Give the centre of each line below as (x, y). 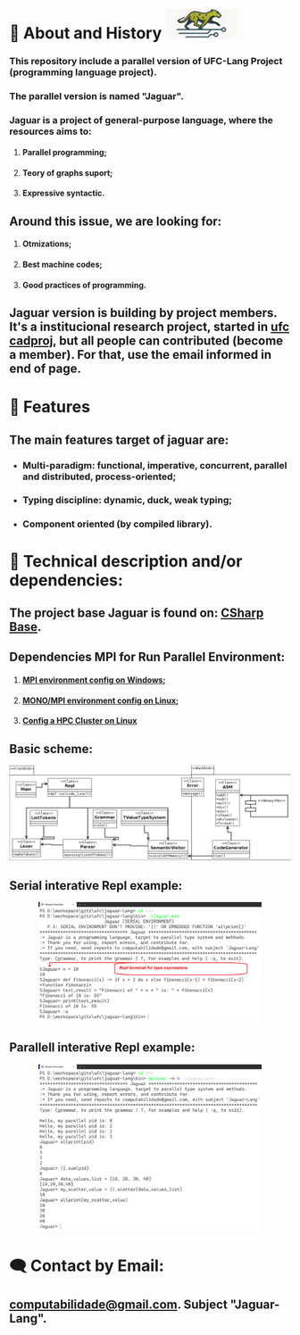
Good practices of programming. (84, 285)
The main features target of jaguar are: (119, 439)
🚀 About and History (86, 33)
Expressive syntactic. (63, 193)
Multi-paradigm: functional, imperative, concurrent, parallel (154, 465)
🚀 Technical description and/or (126, 561)
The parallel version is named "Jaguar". (97, 95)
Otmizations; (47, 244)
